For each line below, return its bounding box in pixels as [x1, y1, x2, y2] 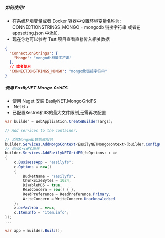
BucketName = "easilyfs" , [23, 174, 76, 178]
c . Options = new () [14, 165, 52, 170]
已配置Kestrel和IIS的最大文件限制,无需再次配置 [12, 110, 106, 116]
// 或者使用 [9, 64, 31, 69]
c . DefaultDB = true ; [14, 206, 56, 210]
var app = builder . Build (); [5, 228, 63, 233]
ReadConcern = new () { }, [23, 187, 76, 192]
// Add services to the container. [5, 128, 78, 133]
